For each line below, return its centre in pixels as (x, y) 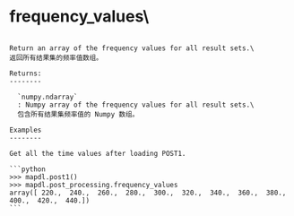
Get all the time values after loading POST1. (98, 153)
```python (28, 169)
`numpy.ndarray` (48, 97)
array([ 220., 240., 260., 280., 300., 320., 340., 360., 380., (148, 193)
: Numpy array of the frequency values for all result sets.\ (136, 105)
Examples (26, 130)
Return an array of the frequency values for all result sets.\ (132, 48)
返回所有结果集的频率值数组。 (56, 57)
